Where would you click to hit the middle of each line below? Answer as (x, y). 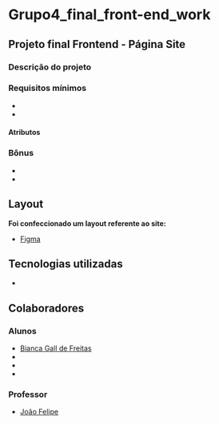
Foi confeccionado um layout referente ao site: (87, 223)
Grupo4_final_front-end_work (109, 15)
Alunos (23, 331)
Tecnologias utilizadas (66, 264)
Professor (28, 394)
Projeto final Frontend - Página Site (97, 44)
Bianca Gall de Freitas (56, 348)
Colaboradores (46, 308)
